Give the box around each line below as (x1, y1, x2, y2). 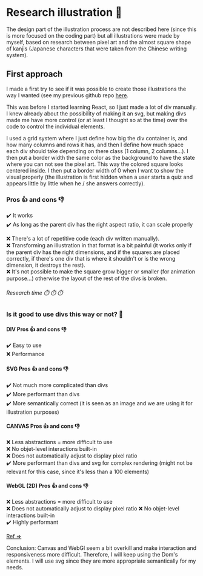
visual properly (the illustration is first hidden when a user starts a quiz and (6, 173, 193, 180)
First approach (6, 69, 63, 80)
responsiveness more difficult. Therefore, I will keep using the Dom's (6, 551, 178, 558)
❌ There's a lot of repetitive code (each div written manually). (6, 235, 159, 242)
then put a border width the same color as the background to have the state (6, 154, 195, 161)
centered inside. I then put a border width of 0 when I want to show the (6, 166, 184, 174)
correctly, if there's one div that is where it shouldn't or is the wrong (6, 255, 176, 262)
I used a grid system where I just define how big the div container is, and (6, 134, 188, 142)
